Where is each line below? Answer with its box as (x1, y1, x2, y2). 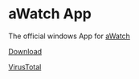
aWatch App (8, 5, 92, 23)
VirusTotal (8, 61, 42, 72)
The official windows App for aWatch (8, 31, 131, 41)
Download (8, 46, 43, 56)
